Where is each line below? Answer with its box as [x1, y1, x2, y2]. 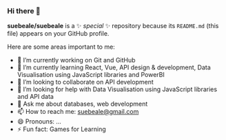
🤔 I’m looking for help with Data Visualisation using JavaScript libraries [17, 85, 218, 93]
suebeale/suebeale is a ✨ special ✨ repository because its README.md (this [7, 22, 219, 30]
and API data [17, 93, 54, 101]
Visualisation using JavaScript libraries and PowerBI [17, 71, 165, 79]
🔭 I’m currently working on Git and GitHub [17, 56, 136, 65]
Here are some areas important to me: [7, 43, 115, 51]
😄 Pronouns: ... [17, 117, 62, 126]
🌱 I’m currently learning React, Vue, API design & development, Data [17, 63, 212, 71]
